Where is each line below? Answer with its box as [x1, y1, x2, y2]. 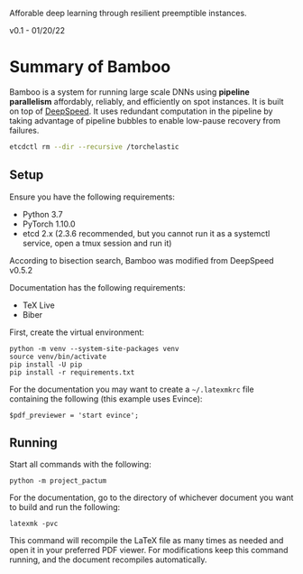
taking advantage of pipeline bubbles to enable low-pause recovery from [9, 115, 281, 125]
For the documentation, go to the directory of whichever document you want [9, 492, 294, 504]
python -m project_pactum [9, 477, 106, 486]
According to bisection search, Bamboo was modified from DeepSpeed [9, 255, 274, 265]
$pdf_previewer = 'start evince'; [9, 411, 140, 420]
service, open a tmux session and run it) [22, 237, 172, 248]
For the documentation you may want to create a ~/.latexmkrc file [9, 384, 254, 394]
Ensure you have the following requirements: [9, 191, 176, 202]
